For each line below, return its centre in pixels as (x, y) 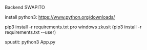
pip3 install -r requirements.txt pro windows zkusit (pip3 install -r (73, 27)
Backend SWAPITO (25, 7)
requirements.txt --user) (30, 32)
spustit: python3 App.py (30, 42)
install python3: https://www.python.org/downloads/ (60, 17)
